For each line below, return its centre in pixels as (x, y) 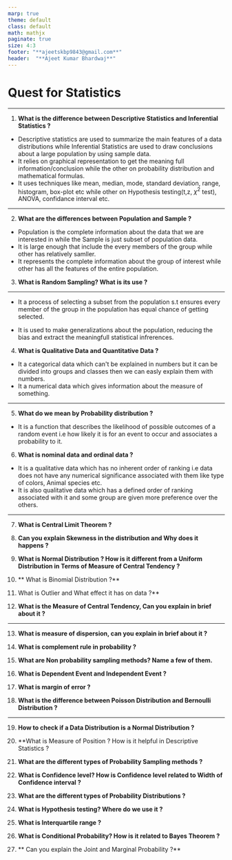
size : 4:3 (22, 46)
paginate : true (30, 39)
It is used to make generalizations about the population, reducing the (115, 330)
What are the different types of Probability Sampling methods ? (110, 762)
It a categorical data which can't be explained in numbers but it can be (118, 364)
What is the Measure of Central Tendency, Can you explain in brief (115, 606)
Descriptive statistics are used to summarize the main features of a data (120, 139)
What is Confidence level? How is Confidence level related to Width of (120, 775)
